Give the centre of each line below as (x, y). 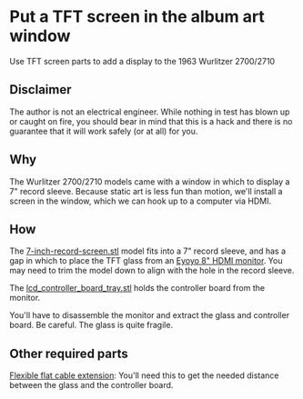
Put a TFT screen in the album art (137, 17)
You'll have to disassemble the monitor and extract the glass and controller (149, 315)
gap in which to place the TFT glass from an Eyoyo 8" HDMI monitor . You (146, 261)
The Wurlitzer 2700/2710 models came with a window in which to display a (150, 181)
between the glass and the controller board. (91, 385)
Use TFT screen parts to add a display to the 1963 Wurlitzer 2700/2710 (142, 61)
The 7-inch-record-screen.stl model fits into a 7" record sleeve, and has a (148, 251)
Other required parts (69, 353)
